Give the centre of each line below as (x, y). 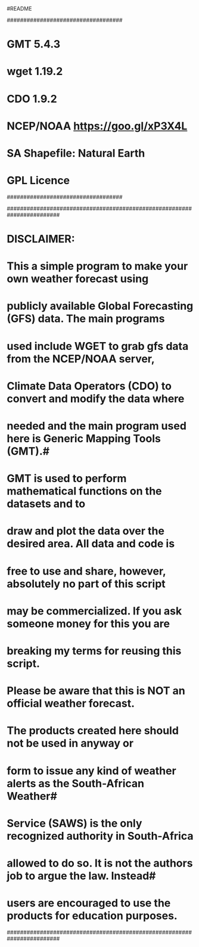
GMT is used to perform (67, 479)
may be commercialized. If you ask (94, 611)
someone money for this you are (88, 624)
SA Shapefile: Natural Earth (76, 153)
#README (19, 9)
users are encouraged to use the (89, 903)
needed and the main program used (97, 426)
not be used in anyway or (70, 743)
